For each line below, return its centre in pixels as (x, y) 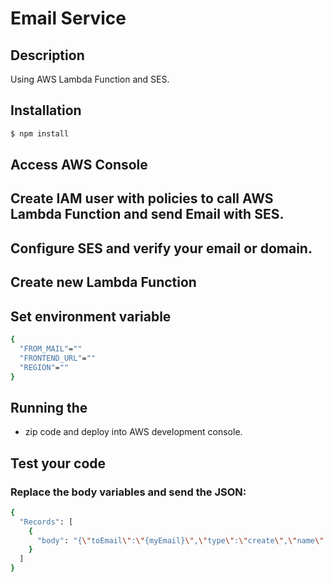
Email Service (68, 18)
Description (47, 55)
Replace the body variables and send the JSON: (128, 492)
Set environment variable (91, 316)
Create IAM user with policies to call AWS (142, 198)
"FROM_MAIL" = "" (51, 348)
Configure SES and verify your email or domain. (161, 248)
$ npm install (40, 133)
